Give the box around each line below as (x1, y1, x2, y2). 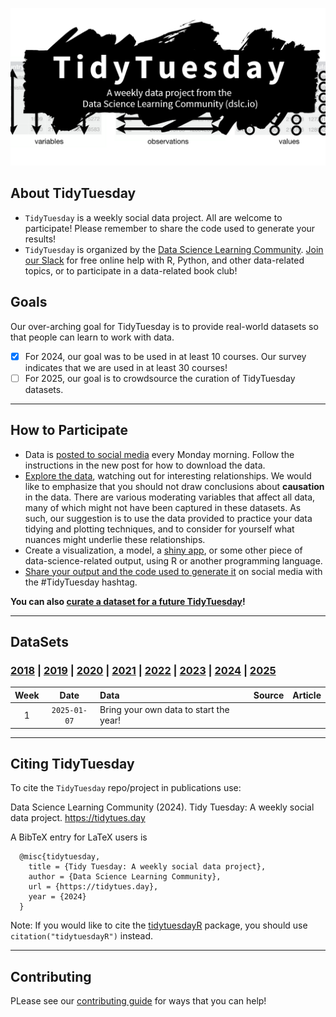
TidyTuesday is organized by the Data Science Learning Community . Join (24, 243, 324, 255)
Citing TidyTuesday (10, 755, 135, 772)
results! (24, 233, 57, 245)
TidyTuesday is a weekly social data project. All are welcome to (24, 211, 283, 223)
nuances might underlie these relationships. (24, 533, 206, 545)
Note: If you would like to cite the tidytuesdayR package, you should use (10, 919, 308, 932)
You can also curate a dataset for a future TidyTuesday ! (10, 595, 246, 607)
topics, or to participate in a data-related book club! (24, 264, 238, 277)
